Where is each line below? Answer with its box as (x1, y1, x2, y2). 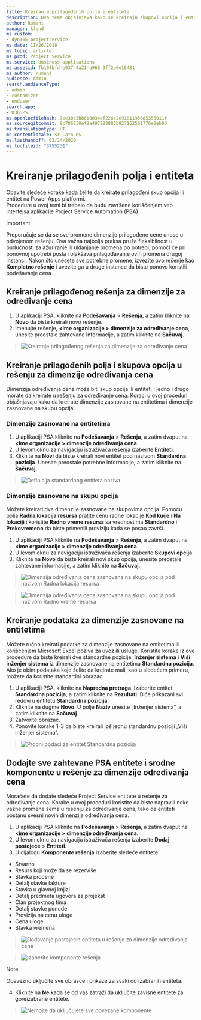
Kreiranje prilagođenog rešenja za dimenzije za (6, 287, 185, 297)
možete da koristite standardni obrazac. (6, 672, 105, 679)
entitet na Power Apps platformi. (6, 195, 86, 202)
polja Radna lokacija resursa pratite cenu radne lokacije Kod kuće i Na (6, 512, 181, 519)
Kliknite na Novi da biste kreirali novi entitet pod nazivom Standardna (14, 452, 187, 460)
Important (6, 219, 31, 226)
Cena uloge (14, 918, 44, 925)
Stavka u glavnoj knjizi (14, 886, 71, 893)
